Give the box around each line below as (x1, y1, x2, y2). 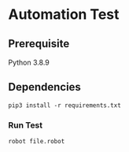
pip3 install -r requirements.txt (8, 101, 122, 109)
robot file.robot (8, 138, 65, 146)
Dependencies (8, 80, 81, 94)
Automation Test (8, 6, 120, 24)
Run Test (8, 120, 43, 131)
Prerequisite (8, 37, 70, 50)
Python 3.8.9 (8, 57, 50, 67)
